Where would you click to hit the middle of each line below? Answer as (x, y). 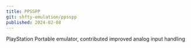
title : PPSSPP (23, 11)
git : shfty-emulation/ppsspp (41, 17)
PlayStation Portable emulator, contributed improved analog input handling (96, 39)
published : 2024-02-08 (34, 22)
